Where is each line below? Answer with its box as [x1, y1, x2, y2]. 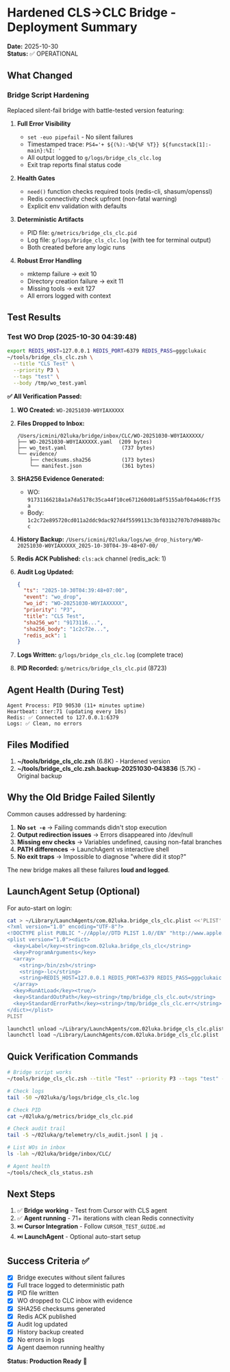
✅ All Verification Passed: [7, 392, 82, 400]
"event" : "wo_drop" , [23, 594, 82, 600]
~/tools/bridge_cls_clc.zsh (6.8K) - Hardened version [16, 757, 171, 765]
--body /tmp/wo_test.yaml [13, 379, 88, 386]
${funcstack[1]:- [162, 141, 212, 148]
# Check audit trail [7, 1125, 66, 1132]
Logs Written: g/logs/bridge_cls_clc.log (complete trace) [16, 651, 183, 659]
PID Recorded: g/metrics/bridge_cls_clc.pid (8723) [16, 664, 167, 673]
